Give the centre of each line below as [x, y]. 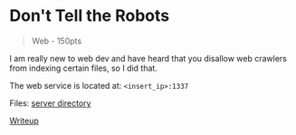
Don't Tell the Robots [90, 16]
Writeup [24, 121]
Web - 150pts [57, 41]
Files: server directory [50, 103]
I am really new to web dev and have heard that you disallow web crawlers [148, 58]
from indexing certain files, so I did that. [84, 68]
